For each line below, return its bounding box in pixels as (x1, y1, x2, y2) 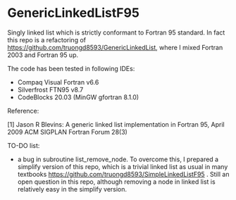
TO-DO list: (7, 141, 40, 149)
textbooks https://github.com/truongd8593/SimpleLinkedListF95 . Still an (17, 170, 230, 178)
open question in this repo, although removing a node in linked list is (17, 177, 216, 186)
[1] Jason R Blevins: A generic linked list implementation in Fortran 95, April (7, 120, 225, 128)
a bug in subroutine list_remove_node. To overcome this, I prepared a (17, 155, 219, 163)
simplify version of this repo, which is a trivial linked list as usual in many (17, 162, 228, 170)
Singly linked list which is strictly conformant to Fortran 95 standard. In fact (7, 28, 225, 37)
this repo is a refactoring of (7, 35, 87, 44)
